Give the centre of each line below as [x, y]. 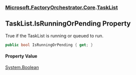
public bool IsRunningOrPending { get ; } [49, 45]
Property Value [21, 56]
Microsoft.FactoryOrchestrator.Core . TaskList [61, 7]
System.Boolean [22, 67]
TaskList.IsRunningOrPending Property [68, 24]
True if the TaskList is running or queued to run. [54, 35]
